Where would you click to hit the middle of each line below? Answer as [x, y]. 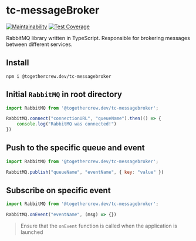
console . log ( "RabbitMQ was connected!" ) [67, 124]
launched [32, 232]
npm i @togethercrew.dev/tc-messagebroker [59, 76]
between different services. [39, 44]
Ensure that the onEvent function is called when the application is [99, 226]
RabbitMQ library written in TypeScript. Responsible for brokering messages [98, 38]
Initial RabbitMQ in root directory [64, 95]
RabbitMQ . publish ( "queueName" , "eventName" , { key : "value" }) [85, 172]
